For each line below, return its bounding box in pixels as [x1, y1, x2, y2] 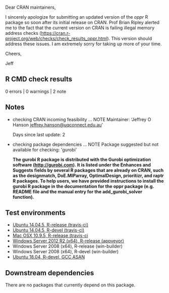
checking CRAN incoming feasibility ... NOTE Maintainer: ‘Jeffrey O [12, 116, 151, 123]
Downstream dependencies [5, 268, 94, 277]
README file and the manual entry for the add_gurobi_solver [12, 189, 143, 195]
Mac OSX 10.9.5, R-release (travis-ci [12, 232, 88, 239]
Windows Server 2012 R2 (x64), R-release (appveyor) [12, 238, 125, 244]
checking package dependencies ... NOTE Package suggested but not [12, 141, 159, 147]
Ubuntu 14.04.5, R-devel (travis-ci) [12, 227, 85, 233]
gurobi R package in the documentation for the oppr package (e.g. [12, 183, 154, 189]
